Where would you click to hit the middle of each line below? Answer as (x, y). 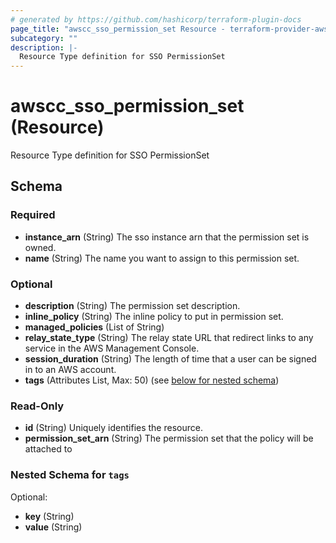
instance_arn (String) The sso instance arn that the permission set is (167, 237)
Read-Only (37, 406)
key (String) (49, 516)
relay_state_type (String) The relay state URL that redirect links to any (169, 338)
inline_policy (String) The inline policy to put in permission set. (154, 317)
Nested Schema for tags (70, 475)
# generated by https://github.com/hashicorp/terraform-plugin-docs (156, 19)
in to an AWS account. (70, 370)
